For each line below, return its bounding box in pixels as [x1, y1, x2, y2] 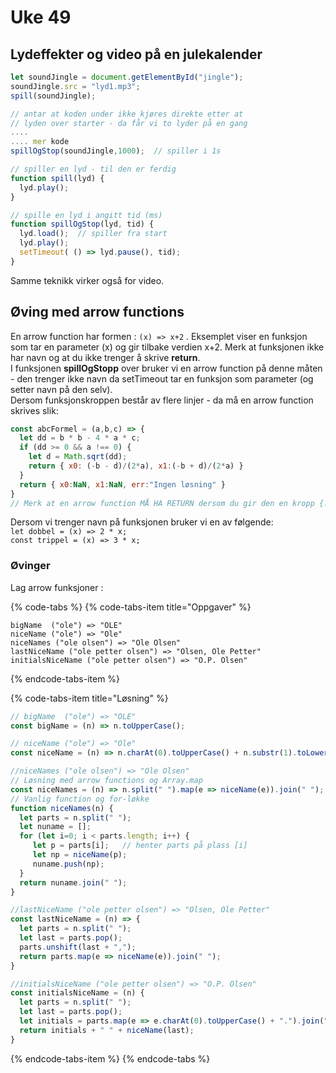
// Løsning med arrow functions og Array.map [10, 776, 203, 786]
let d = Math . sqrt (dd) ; [28, 452, 128, 462]
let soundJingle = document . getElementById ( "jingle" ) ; [10, 72, 244, 82]
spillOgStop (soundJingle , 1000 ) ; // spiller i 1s [10, 146, 222, 156]
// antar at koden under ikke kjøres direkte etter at [10, 109, 244, 119]
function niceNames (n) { [10, 803, 114, 813]
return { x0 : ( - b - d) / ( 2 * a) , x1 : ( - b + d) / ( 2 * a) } [28, 461, 244, 471]
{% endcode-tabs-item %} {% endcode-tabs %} [10, 1052, 211, 1065]
